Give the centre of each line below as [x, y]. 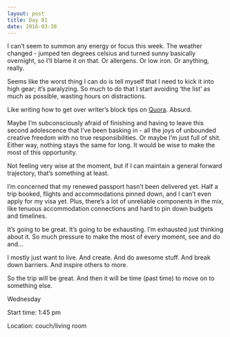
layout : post [26, 13]
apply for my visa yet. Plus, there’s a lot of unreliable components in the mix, [116, 201]
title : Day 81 [28, 20]
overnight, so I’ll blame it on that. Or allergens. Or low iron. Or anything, [108, 61]
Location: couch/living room [47, 326]
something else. [30, 286]
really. [16, 68]
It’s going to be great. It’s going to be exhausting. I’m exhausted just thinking [115, 230]
